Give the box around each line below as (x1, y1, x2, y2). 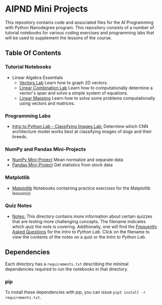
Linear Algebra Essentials (12, 74, 63, 80)
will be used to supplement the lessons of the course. (5, 35, 113, 41)
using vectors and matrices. (19, 100, 75, 106)
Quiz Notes (5, 202, 32, 209)
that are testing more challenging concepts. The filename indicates (12, 218, 146, 224)
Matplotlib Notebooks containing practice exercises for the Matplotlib (12, 185, 151, 191)
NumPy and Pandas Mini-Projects (5, 145, 86, 152)
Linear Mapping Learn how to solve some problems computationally (19, 95, 155, 101)
